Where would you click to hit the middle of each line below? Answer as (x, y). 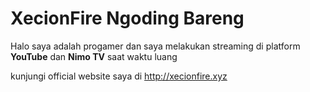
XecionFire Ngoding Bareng (127, 18)
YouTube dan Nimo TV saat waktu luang (94, 56)
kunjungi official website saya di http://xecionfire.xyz (119, 76)
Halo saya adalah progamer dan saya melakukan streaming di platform (155, 46)
